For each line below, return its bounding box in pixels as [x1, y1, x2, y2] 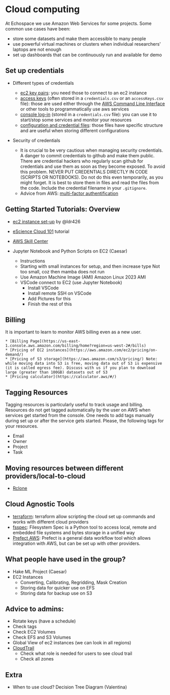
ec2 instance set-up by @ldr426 [12, 218, 81, 224]
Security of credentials [12, 137, 61, 143]
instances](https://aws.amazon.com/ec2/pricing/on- [46, 347, 158, 353]
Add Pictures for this [27, 295, 71, 301]
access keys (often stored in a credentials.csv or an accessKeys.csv [20, 95, 164, 101]
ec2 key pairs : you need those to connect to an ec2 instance [20, 90, 147, 96]
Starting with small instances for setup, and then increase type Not [20, 263, 160, 269]
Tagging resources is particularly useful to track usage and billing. [5, 402, 144, 408]
